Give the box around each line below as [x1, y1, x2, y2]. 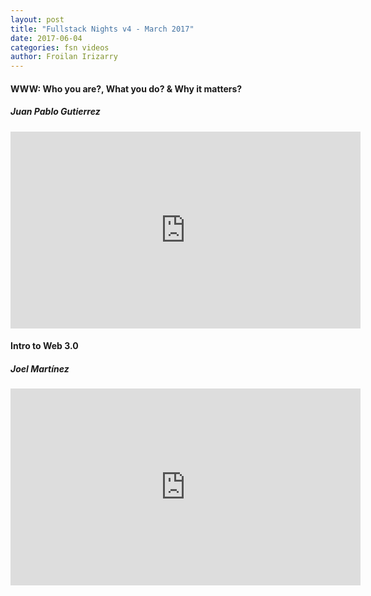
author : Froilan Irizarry [10, 52, 118, 62]
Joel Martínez [10, 362, 70, 375]
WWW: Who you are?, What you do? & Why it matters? [10, 82, 243, 95]
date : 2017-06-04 [10, 33, 83, 43]
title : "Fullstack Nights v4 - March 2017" [10, 24, 195, 34]
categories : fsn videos [10, 42, 110, 53]
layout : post [10, 14, 65, 25]
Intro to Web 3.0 [10, 340, 79, 352]
